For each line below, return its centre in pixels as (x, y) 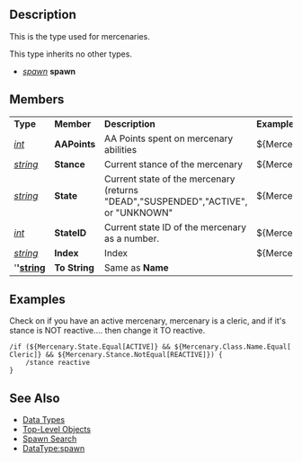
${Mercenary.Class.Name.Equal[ (233, 347)
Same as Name (137, 267)
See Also (35, 398)
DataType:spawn (53, 449)
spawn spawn (49, 71)
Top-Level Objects (57, 430)
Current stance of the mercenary (173, 164)
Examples (37, 300)
